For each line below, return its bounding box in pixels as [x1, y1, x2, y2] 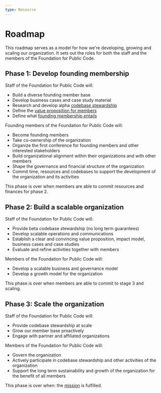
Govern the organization [12, 352, 61, 358]
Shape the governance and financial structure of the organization [12, 164, 144, 169]
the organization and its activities [12, 174, 80, 180]
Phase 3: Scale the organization [5, 300, 105, 308]
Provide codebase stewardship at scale [12, 323, 92, 328]
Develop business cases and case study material [12, 97, 111, 103]
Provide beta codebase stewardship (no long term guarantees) [12, 226, 139, 231]
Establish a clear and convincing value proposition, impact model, [12, 236, 145, 242]
